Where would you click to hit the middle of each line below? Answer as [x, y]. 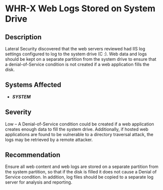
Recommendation [33, 155]
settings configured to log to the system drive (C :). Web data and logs [76, 54]
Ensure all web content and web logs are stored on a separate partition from [82, 166]
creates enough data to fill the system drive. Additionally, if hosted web [77, 129]
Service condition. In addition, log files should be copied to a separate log [79, 177]
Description [23, 37]
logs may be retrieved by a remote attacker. [49, 140]
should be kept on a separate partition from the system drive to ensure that [81, 59]
